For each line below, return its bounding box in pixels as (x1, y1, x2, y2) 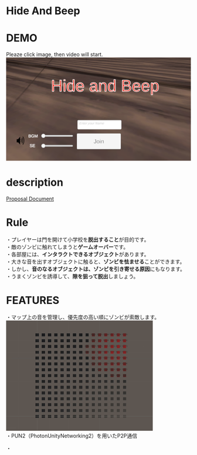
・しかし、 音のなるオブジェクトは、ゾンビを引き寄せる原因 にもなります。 (6, 265, 186, 272)
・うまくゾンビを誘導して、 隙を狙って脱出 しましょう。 (6, 273, 139, 280)
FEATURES (6, 293, 60, 307)
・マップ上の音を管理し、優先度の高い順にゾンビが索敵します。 (6, 314, 160, 321)
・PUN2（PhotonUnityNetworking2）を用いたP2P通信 (6, 432, 138, 440)
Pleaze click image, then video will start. (6, 51, 103, 58)
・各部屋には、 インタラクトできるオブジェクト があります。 (6, 250, 150, 257)
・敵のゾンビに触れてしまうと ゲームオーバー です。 (6, 243, 129, 250)
